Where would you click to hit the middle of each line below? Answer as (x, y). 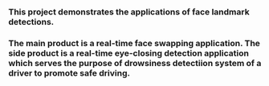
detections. (31, 21)
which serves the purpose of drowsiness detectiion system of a (135, 63)
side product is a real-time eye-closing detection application (128, 53)
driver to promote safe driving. (69, 72)
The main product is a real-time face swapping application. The (134, 43)
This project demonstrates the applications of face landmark (129, 12)
